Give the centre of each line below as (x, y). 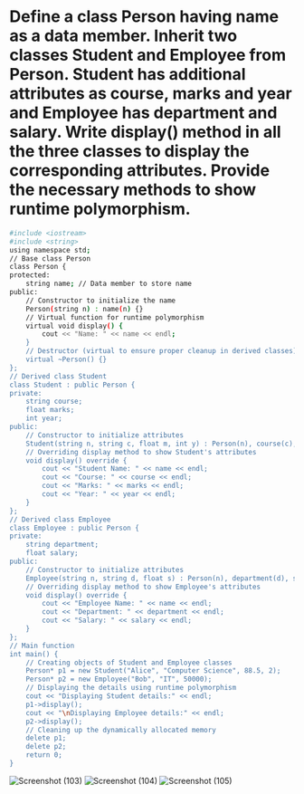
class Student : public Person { (72, 385)
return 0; (44, 755)
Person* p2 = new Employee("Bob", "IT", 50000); (119, 679)
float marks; (50, 410)
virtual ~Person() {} (66, 359)
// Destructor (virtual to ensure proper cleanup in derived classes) (161, 351)
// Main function (42, 646)
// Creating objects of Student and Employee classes (129, 663)
